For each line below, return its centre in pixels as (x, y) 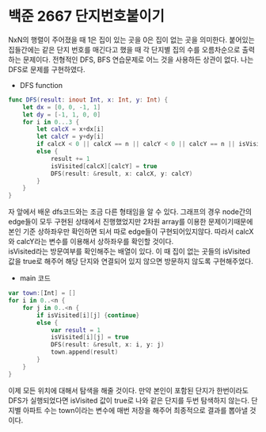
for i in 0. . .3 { (51, 122)
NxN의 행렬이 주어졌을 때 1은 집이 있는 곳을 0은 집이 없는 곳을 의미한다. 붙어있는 (131, 40)
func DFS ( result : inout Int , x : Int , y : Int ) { (88, 100)
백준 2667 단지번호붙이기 (86, 16)
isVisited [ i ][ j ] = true (89, 338)
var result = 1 (76, 330)
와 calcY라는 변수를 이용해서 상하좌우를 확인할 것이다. (91, 242)
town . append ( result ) (84, 352)
